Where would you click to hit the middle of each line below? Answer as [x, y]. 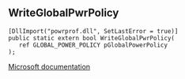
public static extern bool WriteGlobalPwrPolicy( [92, 38]
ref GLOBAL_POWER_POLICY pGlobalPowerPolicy [93, 45]
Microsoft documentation [49, 66]
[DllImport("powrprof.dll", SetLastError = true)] [93, 31]
